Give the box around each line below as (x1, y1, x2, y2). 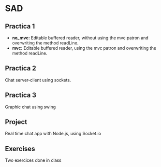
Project (5, 118, 28, 126)
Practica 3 (5, 91, 37, 99)
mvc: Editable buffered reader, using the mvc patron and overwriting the (12, 45, 156, 51)
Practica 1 (5, 22, 35, 30)
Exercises (5, 144, 35, 153)
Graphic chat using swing (5, 104, 56, 110)
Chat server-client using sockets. (5, 77, 71, 83)
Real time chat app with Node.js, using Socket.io (5, 131, 102, 137)
